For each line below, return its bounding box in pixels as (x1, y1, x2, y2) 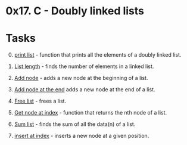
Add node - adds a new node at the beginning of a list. (14, 75, 148, 82)
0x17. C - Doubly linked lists (5, 4, 144, 18)
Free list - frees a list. (14, 97, 67, 105)
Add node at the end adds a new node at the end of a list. (14, 86, 155, 93)
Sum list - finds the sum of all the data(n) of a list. (14, 121, 136, 128)
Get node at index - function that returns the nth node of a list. (14, 109, 167, 116)
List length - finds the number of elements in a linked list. (14, 63, 154, 70)
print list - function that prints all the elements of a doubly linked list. (14, 51, 182, 58)
